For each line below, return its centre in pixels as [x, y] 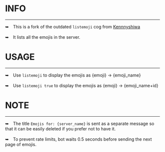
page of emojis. [21, 144]
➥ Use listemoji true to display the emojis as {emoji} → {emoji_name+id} [82, 85]
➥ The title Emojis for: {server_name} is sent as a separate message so [80, 124]
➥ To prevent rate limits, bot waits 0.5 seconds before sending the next [79, 139]
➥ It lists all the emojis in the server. [43, 37]
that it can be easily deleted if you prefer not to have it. [60, 128]
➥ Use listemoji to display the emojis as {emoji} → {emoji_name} [73, 75]
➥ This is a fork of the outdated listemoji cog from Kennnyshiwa [73, 26]
